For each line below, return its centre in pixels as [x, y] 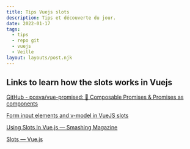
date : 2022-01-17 [28, 23]
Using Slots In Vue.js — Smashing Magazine [62, 128]
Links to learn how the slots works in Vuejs [90, 82]
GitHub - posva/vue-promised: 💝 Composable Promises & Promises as [95, 97]
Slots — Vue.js [25, 139]
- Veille [23, 52]
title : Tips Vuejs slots [38, 12]
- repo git [26, 40]
